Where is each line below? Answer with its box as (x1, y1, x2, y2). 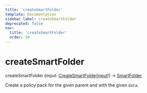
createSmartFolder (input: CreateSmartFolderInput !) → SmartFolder (5, 72, 143, 78)
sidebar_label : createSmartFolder (5, 16, 77, 21)
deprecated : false (5, 21, 43, 26)
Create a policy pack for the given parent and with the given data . (5, 82, 139, 88)
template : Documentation (5, 12, 56, 17)
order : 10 (9, 35, 30, 40)
